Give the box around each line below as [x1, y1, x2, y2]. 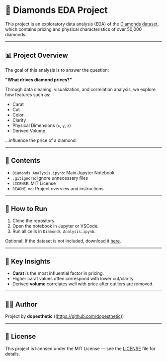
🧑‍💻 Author [5, 300, 38, 308]
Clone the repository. [12, 218, 56, 224]
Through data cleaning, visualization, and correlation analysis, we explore [5, 86, 156, 92]
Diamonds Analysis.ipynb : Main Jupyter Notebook [12, 169, 115, 176]
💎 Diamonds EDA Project [5, 4, 108, 16]
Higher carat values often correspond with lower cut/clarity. [12, 276, 135, 282]
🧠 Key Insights [5, 257, 51, 265]
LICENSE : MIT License [12, 180, 56, 186]
